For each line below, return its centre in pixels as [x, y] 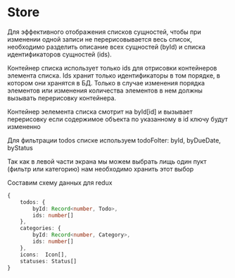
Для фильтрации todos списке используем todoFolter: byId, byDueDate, [114, 140]
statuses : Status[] [49, 261]
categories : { [40, 229]
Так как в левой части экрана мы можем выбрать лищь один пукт [107, 161]
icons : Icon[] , [44, 255]
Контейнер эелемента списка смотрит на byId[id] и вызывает [100, 111]
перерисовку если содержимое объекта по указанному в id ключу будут [118, 119]
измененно [24, 126]
